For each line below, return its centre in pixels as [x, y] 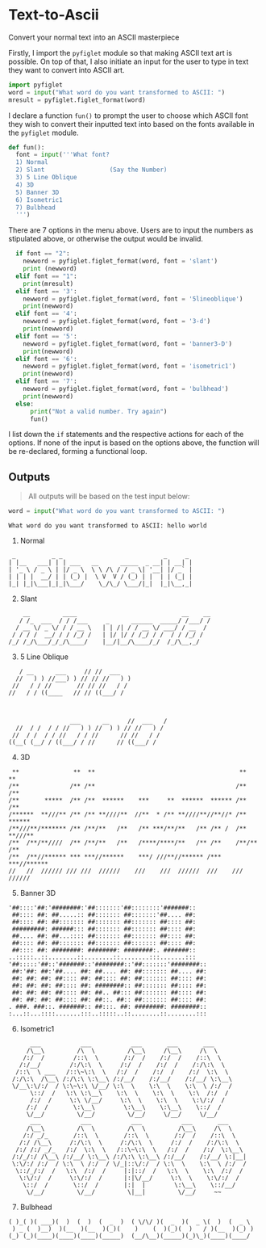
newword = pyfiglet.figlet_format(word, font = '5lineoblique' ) [133, 299]
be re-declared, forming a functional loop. [78, 452]
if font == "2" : [43, 254]
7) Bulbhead [36, 208]
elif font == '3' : [47, 291]
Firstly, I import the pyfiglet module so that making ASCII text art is [120, 53]
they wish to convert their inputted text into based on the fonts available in [132, 124]
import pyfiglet [35, 85]
